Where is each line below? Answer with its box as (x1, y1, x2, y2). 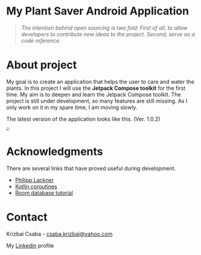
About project (6, 58, 77, 72)
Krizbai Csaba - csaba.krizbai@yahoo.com (6, 230, 113, 238)
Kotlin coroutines (14, 183, 57, 190)
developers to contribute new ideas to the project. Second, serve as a (21, 30, 195, 37)
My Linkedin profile (6, 242, 54, 249)
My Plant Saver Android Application (6, 4, 189, 18)
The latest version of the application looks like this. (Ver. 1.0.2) (6, 115, 161, 122)
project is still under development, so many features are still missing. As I (6, 97, 188, 104)
